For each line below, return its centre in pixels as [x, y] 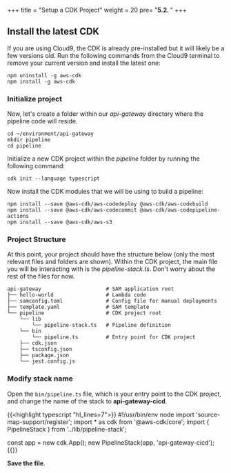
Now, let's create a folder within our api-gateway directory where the [106, 114]
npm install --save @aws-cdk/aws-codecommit [72, 210]
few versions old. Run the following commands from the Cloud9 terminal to [113, 55]
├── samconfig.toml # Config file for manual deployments [112, 301]
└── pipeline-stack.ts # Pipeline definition [101, 325]
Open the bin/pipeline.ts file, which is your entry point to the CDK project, [114, 394]
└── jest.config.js [48, 361]
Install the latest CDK [53, 31]
